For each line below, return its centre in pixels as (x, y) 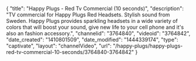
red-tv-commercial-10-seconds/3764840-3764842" (70, 52)
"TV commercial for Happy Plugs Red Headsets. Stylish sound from (88, 15)
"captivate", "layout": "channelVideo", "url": (59, 46)
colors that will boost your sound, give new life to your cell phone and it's (95, 27)
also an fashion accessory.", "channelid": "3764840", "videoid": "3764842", (98, 33)
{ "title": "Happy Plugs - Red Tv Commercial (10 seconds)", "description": (95, 9)
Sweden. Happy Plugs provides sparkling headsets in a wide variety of (92, 21)
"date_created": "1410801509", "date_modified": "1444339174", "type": (92, 40)
